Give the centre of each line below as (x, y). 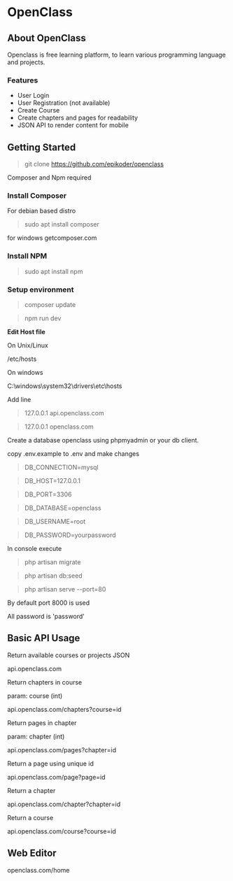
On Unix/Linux (28, 345)
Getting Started (42, 147)
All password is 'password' (46, 616)
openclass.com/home (38, 870)
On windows (25, 372)
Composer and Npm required (49, 178)
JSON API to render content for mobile (73, 125)
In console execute (35, 549)
